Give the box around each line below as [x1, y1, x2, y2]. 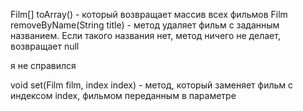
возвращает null [10, 40, 80, 52]
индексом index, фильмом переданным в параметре [10, 90, 237, 101]
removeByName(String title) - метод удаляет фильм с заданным [10, 19, 280, 31]
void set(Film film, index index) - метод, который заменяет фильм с [10, 79, 294, 91]
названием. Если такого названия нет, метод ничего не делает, [10, 30, 281, 41]
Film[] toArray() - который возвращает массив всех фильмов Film [10, 9, 288, 20]
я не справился [10, 60, 77, 71]
